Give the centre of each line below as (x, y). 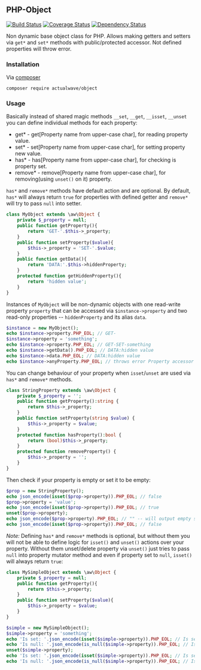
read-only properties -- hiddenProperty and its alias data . (77, 317)
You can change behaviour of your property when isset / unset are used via (99, 373)
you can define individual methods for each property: (72, 123)
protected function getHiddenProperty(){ (69, 276)
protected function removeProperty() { (67, 452)
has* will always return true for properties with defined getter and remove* (97, 197)
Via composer (23, 77)
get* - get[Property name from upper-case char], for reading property (101, 134)
